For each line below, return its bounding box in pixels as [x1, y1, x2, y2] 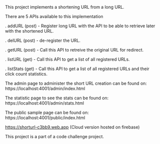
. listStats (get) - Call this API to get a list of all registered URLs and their [5, 66, 150, 72]
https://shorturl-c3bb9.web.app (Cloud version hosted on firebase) [5, 124, 140, 130]
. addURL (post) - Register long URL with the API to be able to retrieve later [5, 23, 156, 29]
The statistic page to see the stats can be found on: [5, 95, 109, 101]
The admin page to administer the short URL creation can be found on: [5, 80, 147, 86]
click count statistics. [5, 71, 48, 77]
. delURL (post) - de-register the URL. [5, 37, 80, 43]
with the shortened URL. [5, 28, 54, 34]
